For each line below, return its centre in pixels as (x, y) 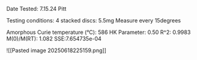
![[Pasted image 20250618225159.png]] (57, 50)
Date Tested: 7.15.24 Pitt (36, 9)
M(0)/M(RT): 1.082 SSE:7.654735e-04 (54, 38)
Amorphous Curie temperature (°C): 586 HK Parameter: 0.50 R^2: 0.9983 (98, 32)
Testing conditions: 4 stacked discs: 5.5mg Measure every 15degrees (94, 20)
